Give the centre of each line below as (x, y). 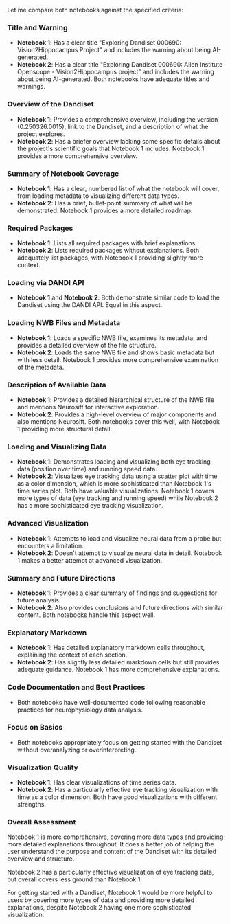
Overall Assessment (42, 822)
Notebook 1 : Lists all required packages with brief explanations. (107, 243)
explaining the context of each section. (72, 655)
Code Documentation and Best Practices (76, 688)
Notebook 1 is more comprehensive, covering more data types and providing (115, 837)
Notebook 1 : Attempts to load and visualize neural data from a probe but (119, 538)
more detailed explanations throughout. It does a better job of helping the (111, 844)
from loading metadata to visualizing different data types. (98, 196)
